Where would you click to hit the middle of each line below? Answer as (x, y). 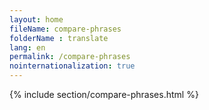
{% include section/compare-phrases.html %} (104, 94)
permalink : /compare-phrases (70, 57)
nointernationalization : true (72, 66)
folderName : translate (59, 38)
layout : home (36, 19)
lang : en (27, 47)
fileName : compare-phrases (65, 29)
